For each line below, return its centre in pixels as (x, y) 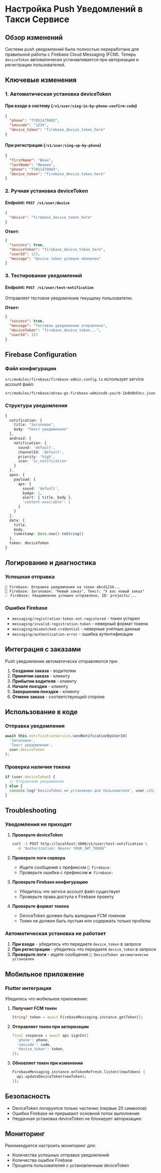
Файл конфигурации (31, 369)
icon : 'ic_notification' (43, 461)
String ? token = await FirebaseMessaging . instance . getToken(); (78, 1017)
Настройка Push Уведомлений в (74, 9)
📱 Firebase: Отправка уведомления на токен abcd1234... (63, 587)
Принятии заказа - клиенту (41, 676)
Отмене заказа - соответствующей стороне (58, 697)
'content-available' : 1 (46, 502)
